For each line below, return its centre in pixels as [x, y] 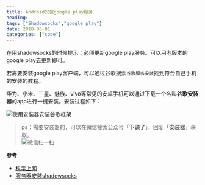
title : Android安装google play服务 [50, 12]
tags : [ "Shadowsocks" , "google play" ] [54, 23]
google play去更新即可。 [37, 60]
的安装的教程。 [25, 81]
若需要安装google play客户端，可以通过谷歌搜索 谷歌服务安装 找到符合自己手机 [102, 73]
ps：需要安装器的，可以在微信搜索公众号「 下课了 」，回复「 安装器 [103, 127]
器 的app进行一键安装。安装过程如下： [54, 102]
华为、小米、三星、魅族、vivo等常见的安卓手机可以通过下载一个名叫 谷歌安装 [103, 94]
